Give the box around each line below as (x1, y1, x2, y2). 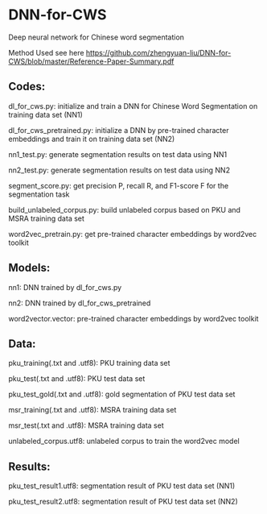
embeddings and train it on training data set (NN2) (8, 134, 175, 143)
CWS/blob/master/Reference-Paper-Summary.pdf (8, 56, 175, 66)
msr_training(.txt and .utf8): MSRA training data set (8, 405, 177, 415)
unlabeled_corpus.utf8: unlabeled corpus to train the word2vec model (8, 437, 240, 446)
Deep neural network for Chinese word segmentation (8, 32, 185, 42)
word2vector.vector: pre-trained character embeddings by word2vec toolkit (8, 313, 259, 323)
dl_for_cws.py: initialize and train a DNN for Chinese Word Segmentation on (8, 101, 258, 110)
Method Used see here (8, 48, 84, 57)
